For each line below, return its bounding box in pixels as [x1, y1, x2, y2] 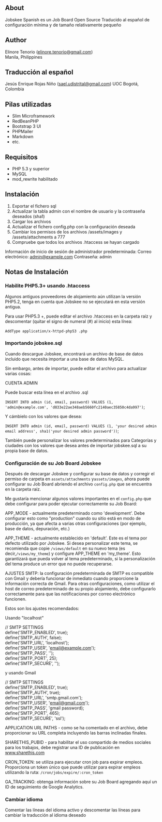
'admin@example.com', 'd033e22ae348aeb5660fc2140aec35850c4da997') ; [5, 404, 145, 410]
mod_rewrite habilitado [12, 176, 58, 182]
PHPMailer [12, 129, 33, 134]
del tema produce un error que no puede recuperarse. [5, 561, 113, 567]
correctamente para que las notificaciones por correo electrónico [5, 591, 135, 597]
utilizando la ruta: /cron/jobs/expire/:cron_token [5, 770, 103, 775]
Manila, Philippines [5, 54, 43, 60]
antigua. [5, 303, 21, 310]
